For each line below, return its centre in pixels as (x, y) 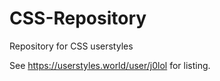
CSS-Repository (78, 18)
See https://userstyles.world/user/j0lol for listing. (110, 65)
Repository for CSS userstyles (71, 46)
